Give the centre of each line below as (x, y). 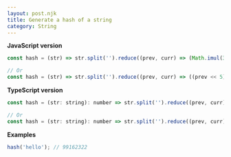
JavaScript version (35, 46)
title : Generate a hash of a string (59, 20)
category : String (32, 26)
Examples (22, 134)
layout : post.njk (32, 13)
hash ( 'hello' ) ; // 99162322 (47, 147)
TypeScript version (35, 90)
